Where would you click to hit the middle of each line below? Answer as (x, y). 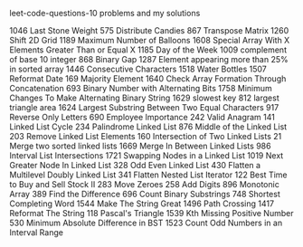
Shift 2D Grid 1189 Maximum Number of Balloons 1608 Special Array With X (150, 40)
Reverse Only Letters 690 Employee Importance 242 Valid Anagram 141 (142, 117)
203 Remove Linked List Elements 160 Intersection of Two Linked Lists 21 (146, 136)
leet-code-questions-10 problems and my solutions (105, 13)
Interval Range (36, 233)
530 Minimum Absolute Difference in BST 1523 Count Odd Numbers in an (146, 223)
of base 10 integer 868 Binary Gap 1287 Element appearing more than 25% (149, 59)
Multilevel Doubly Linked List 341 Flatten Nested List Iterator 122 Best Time (148, 175)
